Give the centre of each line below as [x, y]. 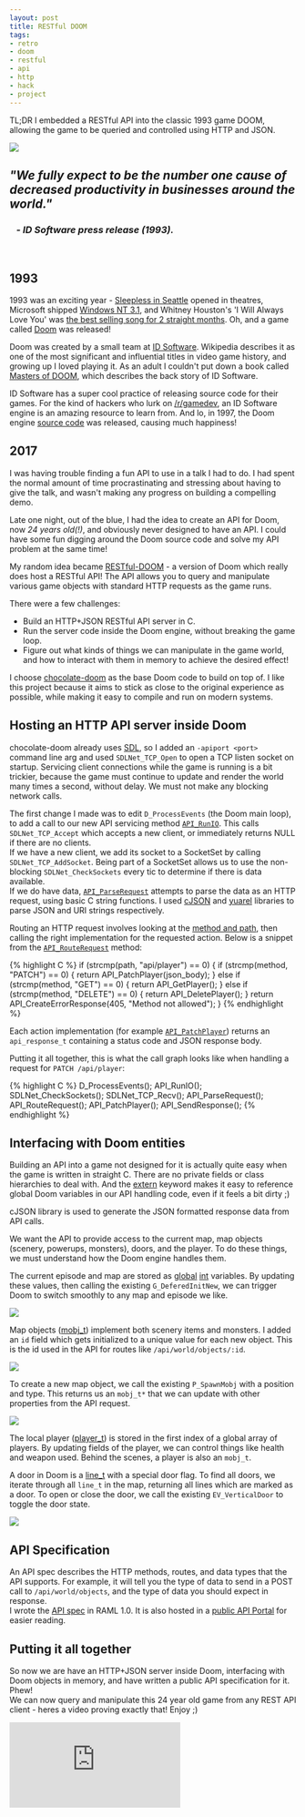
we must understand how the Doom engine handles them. [118, 1259]
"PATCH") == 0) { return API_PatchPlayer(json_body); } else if [125, 975]
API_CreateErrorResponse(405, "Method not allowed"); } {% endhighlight [147, 1004]
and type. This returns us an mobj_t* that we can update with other [135, 1393]
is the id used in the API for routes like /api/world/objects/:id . [127, 1350]
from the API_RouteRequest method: [76, 947]
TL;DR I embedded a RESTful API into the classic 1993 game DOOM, [137, 120]
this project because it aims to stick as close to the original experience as [147, 687]
